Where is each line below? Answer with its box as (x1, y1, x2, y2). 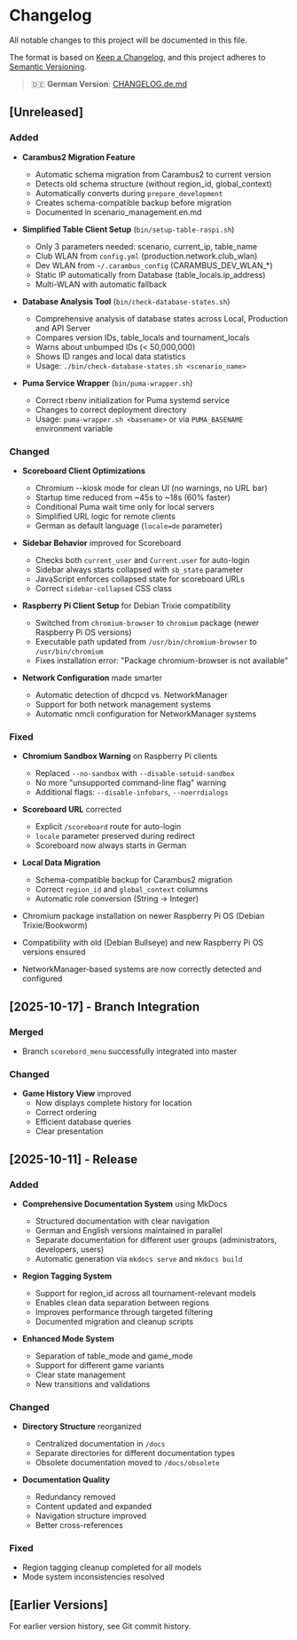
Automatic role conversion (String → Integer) (35, 893, 199, 904)
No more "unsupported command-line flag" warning (35, 778, 227, 788)
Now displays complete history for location (35, 1097, 192, 1108)
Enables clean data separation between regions (35, 1297, 210, 1308)
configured (21, 973, 63, 984)
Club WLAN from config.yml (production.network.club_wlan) (35, 250, 258, 261)
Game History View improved (21, 1089, 132, 1099)
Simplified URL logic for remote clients (35, 511, 176, 521)
